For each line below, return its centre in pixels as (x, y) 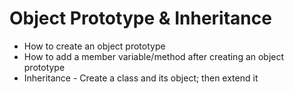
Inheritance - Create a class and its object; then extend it (141, 78)
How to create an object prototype (94, 46)
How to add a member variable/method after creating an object (154, 56)
